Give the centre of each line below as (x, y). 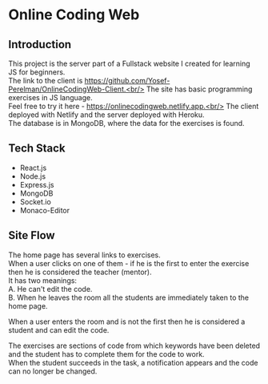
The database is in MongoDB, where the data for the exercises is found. (127, 123)
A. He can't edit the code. (50, 289)
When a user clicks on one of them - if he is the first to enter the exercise (129, 263)
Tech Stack (37, 149)
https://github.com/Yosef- (127, 81)
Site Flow (32, 235)
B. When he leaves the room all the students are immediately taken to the (129, 297)
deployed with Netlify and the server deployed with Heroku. (107, 115)
